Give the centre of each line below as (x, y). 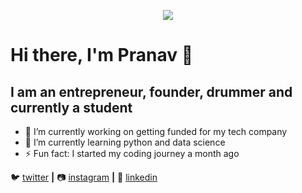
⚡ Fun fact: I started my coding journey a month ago (132, 153)
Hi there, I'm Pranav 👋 (102, 55)
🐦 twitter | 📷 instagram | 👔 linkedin (84, 177)
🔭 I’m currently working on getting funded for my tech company (156, 131)
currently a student (71, 107)
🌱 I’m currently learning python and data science (125, 142)
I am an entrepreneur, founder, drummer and (151, 91)
